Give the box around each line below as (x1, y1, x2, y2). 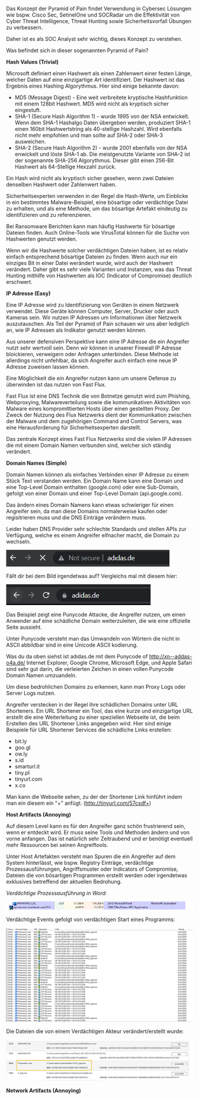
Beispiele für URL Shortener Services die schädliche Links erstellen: (6, 726, 172, 733)
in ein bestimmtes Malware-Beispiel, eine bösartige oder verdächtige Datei (6, 199, 188, 206)
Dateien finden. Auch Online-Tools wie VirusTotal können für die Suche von (6, 229, 190, 236)
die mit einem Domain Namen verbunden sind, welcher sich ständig (6, 442, 171, 449)
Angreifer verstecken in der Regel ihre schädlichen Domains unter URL (6, 701, 179, 708)
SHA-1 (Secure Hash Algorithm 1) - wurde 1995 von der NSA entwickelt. (14, 113, 190, 120)
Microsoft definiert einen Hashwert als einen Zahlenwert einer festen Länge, (6, 70, 192, 76)
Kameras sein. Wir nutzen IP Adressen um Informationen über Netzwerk (6, 314, 182, 321)
